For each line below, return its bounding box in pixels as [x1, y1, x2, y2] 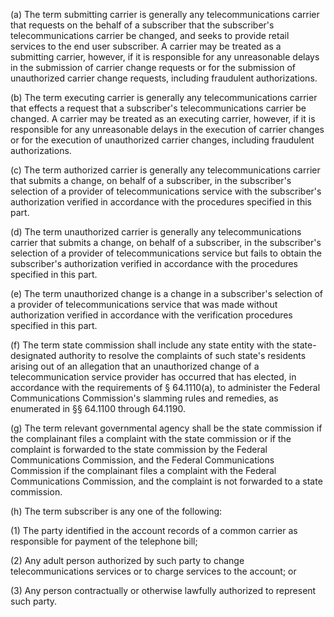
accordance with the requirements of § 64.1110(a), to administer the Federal [10, 382, 321, 393]
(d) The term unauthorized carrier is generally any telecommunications [10, 226, 302, 238]
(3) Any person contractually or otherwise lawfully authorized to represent [10, 585, 317, 596]
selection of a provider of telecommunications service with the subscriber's [10, 185, 322, 197]
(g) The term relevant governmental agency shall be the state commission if [10, 422, 323, 434]
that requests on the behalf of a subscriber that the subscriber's [10, 19, 275, 31]
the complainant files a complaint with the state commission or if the [10, 433, 292, 444]
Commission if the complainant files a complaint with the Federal [10, 465, 277, 476]
